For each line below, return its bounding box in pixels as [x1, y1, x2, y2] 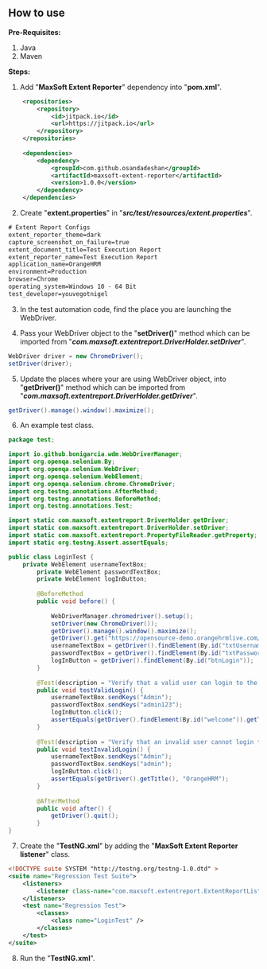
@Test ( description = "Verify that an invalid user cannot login [37, 737, 254, 746]
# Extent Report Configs [8, 224, 91, 232]
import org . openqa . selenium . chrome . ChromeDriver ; [8, 480, 176, 488]
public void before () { [37, 597, 115, 605]
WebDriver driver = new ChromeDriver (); [8, 352, 145, 360]
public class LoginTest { [8, 553, 94, 561]
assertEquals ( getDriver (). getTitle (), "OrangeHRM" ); [50, 775, 229, 783]
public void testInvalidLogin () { [37, 745, 151, 753]
